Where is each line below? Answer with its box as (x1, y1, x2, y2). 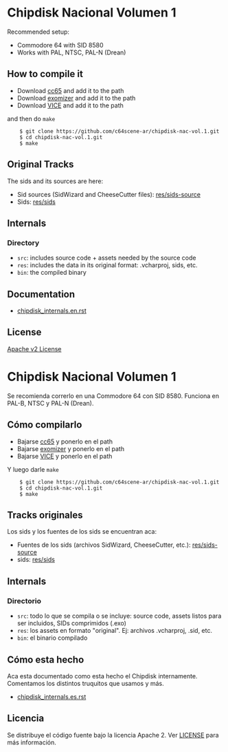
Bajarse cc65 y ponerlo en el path (16, 437, 113, 446)
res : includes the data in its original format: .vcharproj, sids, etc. (16, 261, 198, 269)
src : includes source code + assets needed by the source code (16, 253, 196, 262)
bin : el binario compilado (16, 634, 88, 642)
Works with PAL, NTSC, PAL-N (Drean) (16, 48, 126, 56)
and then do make (7, 114, 56, 123)
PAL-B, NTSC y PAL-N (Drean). (7, 399, 94, 407)
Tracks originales (7, 510, 83, 521)
